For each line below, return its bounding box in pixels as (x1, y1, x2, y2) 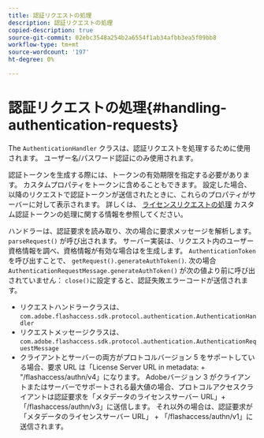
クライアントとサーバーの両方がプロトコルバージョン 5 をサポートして (19, 352, 248, 361)
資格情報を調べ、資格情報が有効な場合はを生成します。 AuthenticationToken (8, 245, 256, 255)
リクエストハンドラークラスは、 (19, 301, 124, 312)
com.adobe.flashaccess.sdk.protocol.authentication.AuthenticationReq (19, 337, 257, 346)
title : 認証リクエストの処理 (8, 11, 92, 20)
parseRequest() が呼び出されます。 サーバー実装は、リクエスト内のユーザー (8, 236, 255, 245)
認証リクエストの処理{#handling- (8, 99, 227, 117)
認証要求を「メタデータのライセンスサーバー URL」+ (54, 391, 226, 401)
